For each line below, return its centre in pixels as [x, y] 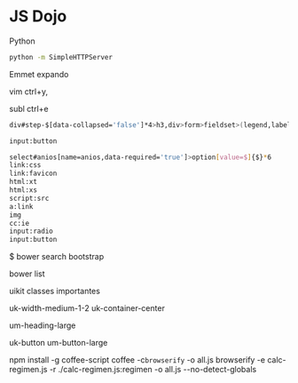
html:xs [24, 190]
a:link [21, 206]
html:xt [24, 182]
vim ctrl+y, [29, 92]
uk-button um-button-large [59, 343]
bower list [27, 274]
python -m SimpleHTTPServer [61, 57]
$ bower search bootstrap [57, 257]
